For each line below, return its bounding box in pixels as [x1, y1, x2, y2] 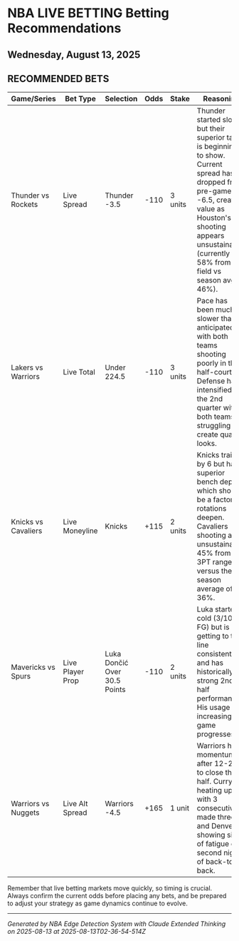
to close [196, 768, 224, 778]
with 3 [196, 794, 218, 804]
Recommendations [7, 20, 122, 36]
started [196, 115, 221, 125]
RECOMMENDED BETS [7, 73, 110, 85]
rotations [196, 504, 227, 514]
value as [196, 204, 225, 214]
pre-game [196, 186, 232, 196]
